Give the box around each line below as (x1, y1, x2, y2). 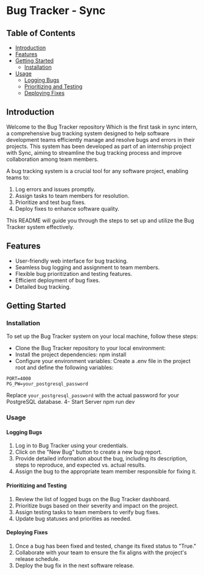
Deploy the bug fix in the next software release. (15, 562, 135, 569)
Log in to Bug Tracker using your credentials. (15, 442, 128, 450)
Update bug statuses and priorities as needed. (15, 515, 132, 522)
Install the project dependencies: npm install (15, 351, 127, 358)
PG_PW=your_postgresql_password (6, 381, 88, 387)
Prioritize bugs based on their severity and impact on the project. (15, 502, 178, 509)
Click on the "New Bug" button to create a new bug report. (15, 448, 163, 456)
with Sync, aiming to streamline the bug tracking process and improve (6, 149, 182, 156)
